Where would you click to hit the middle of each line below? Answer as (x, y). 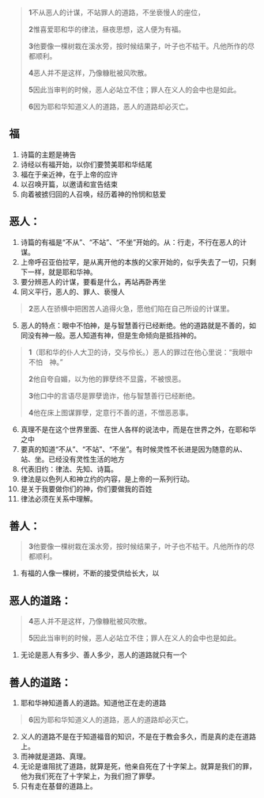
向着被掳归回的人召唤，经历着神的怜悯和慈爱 (93, 194)
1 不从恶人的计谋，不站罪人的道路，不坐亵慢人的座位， (116, 12)
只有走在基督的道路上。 (58, 786)
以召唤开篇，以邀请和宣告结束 (69, 184)
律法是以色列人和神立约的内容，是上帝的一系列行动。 (107, 479)
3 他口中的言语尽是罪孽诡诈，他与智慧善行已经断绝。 (114, 395)
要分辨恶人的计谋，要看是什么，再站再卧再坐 (93, 281)
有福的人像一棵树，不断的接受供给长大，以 (90, 573)
